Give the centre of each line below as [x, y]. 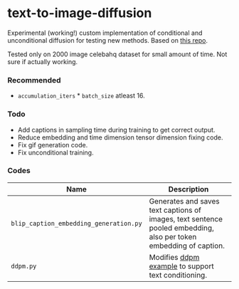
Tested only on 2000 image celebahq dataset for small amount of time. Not [117, 54]
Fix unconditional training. [55, 152]
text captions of [175, 210]
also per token [173, 236]
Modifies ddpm [174, 257]
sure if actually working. [43, 61]
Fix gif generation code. [53, 144]
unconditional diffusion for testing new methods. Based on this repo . [108, 40]
